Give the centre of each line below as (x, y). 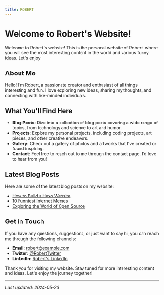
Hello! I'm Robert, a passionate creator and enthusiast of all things (72, 85)
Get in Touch (25, 222)
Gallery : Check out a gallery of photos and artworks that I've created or (84, 144)
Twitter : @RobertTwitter (36, 253)
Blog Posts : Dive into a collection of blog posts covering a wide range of (85, 123)
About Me (20, 73)
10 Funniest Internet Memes (40, 201)
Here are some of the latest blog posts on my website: (59, 186)
